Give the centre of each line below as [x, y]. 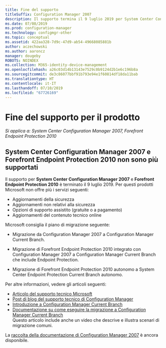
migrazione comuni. [32, 326]
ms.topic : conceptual [27, 38]
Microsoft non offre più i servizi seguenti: [47, 190]
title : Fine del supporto [32, 10]
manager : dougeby [23, 56]
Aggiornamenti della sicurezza [43, 199]
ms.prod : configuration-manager [38, 28]
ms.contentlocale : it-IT [31, 83]
